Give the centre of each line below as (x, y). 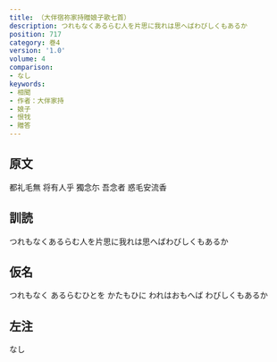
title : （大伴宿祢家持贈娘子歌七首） (70, 17)
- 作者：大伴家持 (37, 101)
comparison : (31, 68)
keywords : (28, 84)
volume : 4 (28, 59)
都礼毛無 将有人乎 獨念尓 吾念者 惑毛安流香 (88, 187)
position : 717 (36, 34)
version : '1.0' (38, 51)
